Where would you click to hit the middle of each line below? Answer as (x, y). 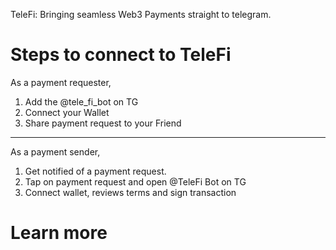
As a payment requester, (61, 82)
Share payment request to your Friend (103, 123)
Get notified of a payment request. (95, 171)
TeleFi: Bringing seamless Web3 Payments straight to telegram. (141, 14)
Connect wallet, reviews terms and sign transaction (130, 192)
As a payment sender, (55, 151)
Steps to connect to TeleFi (121, 55)
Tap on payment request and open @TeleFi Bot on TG (135, 181)
